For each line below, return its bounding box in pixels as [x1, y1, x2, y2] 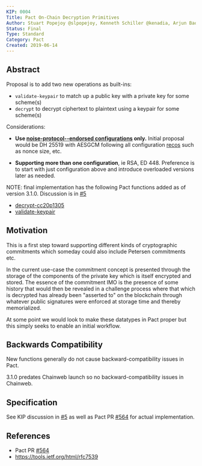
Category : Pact [6, 37, 44, 43]
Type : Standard [6, 31, 44, 37]
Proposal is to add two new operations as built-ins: [6, 81, 132, 88]
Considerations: [6, 123, 46, 130]
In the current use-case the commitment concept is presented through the [6, 266, 191, 273]
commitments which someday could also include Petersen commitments [6, 248, 186, 255]
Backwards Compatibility [6, 339, 103, 349]
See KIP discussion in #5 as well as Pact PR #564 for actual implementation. [6, 413, 195, 421]
